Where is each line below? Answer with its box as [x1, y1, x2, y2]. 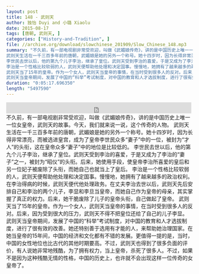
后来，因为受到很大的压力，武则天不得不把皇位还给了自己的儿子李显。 [16, 209, 188, 217]
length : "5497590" [6, 86, 52, 92]
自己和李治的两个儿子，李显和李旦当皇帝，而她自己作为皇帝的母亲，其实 [11, 188, 188, 195]
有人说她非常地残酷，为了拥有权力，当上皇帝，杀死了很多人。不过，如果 [16, 247, 193, 254]
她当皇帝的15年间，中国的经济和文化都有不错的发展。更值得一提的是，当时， [6, 232, 193, 239]
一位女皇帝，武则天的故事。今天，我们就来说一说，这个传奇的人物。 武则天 [6, 121, 190, 128]
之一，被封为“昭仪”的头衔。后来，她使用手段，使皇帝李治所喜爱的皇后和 [14, 158, 190, 165]
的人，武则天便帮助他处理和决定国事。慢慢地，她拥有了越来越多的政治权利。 [6, 173, 193, 180]
